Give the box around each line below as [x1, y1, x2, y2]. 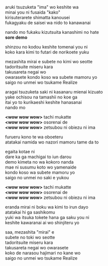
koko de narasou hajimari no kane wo [5, 250, 81, 256]
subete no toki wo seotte [5, 235, 55, 240]
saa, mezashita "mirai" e [5, 229, 54, 235]
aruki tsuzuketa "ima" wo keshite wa [5, 4, 79, 10]
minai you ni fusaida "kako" [5, 9, 60, 15]
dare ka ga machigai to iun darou [5, 154, 72, 160]
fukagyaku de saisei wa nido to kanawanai [5, 20, 91, 25]
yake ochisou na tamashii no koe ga [5, 94, 78, 100]
